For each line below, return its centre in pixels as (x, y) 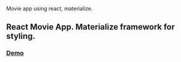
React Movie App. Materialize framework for (90, 27)
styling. (21, 36)
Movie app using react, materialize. (49, 9)
